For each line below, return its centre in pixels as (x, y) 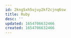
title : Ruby (17, 14)
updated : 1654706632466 (30, 23)
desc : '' (14, 19)
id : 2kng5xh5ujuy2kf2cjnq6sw (35, 10)
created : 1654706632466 (30, 28)
